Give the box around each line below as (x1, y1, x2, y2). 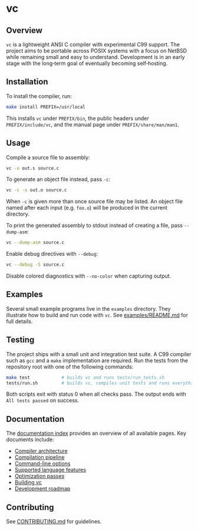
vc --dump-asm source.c (6, 240, 65, 246)
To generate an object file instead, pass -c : (6, 176, 111, 183)
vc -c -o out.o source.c (6, 187, 67, 193)
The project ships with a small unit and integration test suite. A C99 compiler (6, 350, 192, 357)
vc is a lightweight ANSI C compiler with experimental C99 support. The (6, 41, 180, 48)
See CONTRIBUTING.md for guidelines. (6, 518, 102, 525)
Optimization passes (14, 473, 65, 480)
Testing (6, 335, 35, 345)
